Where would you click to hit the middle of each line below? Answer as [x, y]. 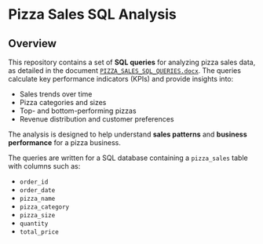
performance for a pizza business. [65, 142]
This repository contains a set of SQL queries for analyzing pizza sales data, [132, 62]
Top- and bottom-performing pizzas [78, 111]
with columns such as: [44, 166]
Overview [33, 44]
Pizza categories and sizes [63, 102]
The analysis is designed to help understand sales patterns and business [128, 134]
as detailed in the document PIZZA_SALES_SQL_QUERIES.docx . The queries [125, 71]
